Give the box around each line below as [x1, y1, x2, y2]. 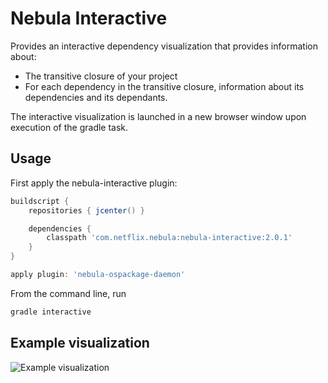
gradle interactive [10, 307, 92, 317]
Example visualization [10, 335, 150, 352]
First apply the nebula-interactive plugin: [10, 177, 178, 189]
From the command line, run [10, 287, 127, 299]
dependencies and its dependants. [24, 91, 168, 103]
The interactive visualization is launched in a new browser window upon [10, 110, 307, 122]
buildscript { [10, 196, 70, 206]
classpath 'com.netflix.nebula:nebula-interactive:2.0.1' [46, 233, 293, 243]
